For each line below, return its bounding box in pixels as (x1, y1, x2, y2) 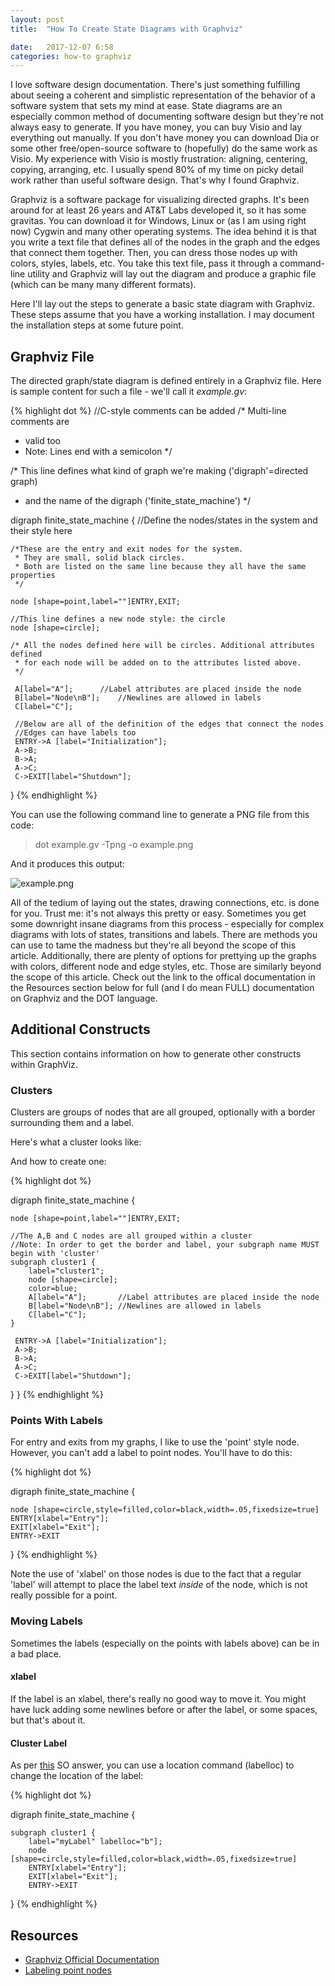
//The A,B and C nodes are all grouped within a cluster (10, 1231, 253, 1241)
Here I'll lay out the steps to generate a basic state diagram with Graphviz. (10, 298, 316, 310)
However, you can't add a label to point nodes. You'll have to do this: (10, 1447, 293, 1459)
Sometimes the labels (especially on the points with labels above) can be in (10, 1637, 320, 1649)
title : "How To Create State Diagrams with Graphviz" (10, 24, 244, 34)
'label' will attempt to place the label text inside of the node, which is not (10, 1579, 308, 1591)
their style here (10, 525, 73, 537)
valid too (24, 435, 61, 447)
